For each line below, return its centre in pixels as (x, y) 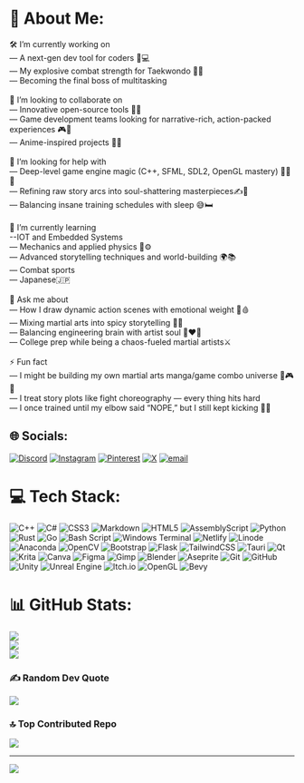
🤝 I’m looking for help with (58, 161)
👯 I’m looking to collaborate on (66, 100)
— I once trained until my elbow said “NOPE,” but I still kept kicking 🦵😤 (140, 407)
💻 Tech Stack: (65, 496)
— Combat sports (42, 269)
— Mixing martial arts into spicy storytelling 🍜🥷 (96, 322)
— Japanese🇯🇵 (40, 279)
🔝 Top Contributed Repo (63, 723)
